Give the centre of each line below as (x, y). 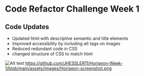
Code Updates (27, 27)
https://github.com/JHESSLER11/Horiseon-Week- (74, 63)
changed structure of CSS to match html (52, 54)
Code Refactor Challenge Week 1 (72, 9)
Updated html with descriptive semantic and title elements (70, 38)
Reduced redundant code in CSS (45, 49)
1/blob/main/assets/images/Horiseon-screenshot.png (58, 68)
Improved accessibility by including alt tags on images (66, 44)
